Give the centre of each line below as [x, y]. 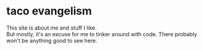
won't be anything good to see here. [52, 40]
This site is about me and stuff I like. [52, 28]
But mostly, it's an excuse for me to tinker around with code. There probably [102, 34]
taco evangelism [49, 11]
